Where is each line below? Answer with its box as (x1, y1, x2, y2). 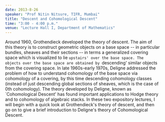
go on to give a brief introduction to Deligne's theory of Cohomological (5, 107, 148, 113)
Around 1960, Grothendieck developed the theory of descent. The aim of (5, 39, 152, 45)
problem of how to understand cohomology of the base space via (5, 70, 138, 76)
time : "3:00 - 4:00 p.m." (5, 21, 58, 26)
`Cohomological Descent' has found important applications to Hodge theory (5, 91, 159, 97)
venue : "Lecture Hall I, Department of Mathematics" (5, 26, 115, 30)
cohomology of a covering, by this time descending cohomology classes (5, 76, 152, 82)
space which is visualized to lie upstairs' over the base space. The (5, 55, 144, 61)
